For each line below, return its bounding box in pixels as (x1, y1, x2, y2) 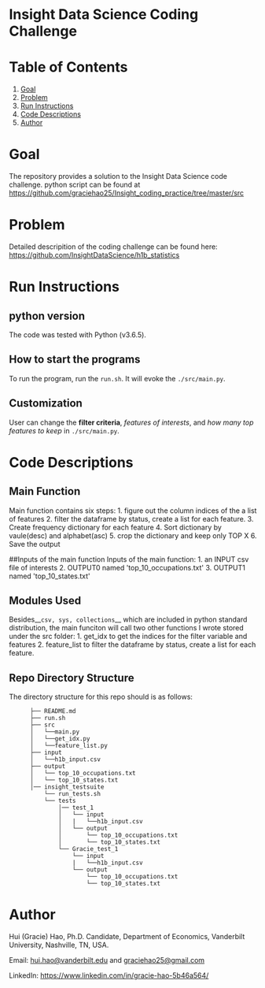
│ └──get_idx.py (29, 735, 90, 743)
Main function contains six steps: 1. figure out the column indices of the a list (9, 506, 257, 515)
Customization (9, 396, 83, 410)
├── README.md (29, 708, 77, 715)
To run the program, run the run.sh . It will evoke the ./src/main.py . (9, 373, 226, 383)
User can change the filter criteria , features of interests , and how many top (9, 418, 254, 427)
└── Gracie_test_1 (58, 845, 119, 853)
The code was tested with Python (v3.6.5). (9, 330, 146, 340)
